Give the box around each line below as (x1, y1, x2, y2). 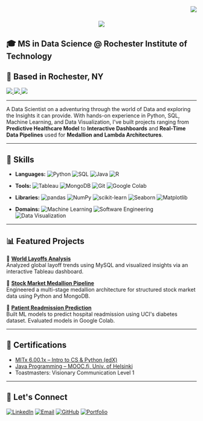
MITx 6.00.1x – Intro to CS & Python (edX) (14, 356, 118, 363)
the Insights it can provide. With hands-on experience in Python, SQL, (6, 112, 180, 120)
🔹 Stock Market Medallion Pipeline (6, 280, 95, 287)
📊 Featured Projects (6, 236, 85, 246)
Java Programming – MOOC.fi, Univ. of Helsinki (14, 362, 133, 370)
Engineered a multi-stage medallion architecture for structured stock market (6, 286, 196, 294)
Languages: (14, 170, 46, 178)
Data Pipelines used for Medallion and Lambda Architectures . (6, 131, 163, 138)
